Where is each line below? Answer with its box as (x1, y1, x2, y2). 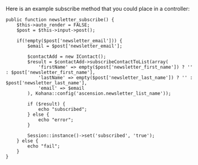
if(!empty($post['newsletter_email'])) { (16, 38, 122, 44)
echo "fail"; (27, 143, 61, 149)
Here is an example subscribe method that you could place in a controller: (5, 5, 190, 12)
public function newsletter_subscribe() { (5, 17, 114, 23)
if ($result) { (27, 101, 66, 107)
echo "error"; (38, 117, 74, 123)
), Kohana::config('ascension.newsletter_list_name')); (27, 90, 171, 96)
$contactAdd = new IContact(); (27, 54, 107, 60)
